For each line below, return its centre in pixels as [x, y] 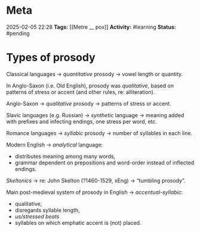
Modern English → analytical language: [55, 145]
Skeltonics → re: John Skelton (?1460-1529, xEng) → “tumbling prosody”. [96, 181]
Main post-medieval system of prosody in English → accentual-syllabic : [95, 192]
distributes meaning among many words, [65, 156]
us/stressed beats [37, 216]
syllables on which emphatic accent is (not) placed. [78, 222]
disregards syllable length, [47, 210]
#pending [18, 33]
